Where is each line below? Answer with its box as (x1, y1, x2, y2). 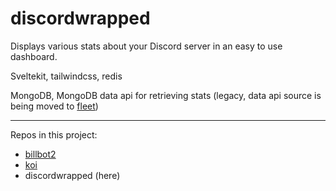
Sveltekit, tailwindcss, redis (10, 70, 123, 82)
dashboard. (10, 50, 58, 62)
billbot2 (24, 148, 57, 160)
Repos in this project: (10, 128, 98, 141)
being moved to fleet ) (10, 100, 99, 112)
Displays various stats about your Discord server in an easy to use (10, 40, 283, 52)
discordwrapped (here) (24, 169, 121, 181)
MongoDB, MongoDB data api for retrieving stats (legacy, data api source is (10, 89, 322, 101)
